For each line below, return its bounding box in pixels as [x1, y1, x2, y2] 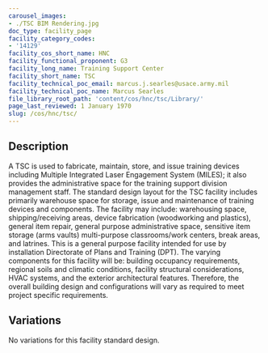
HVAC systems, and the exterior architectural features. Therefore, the [8, 273, 240, 283]
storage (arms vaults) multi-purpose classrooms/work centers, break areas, [8, 230, 261, 240]
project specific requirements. [8, 290, 109, 300]
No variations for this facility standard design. [8, 335, 160, 345]
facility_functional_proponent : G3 [8, 57, 128, 66]
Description [8, 139, 69, 154]
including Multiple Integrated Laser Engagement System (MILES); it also [8, 169, 247, 179]
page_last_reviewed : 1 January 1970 [8, 102, 132, 110]
